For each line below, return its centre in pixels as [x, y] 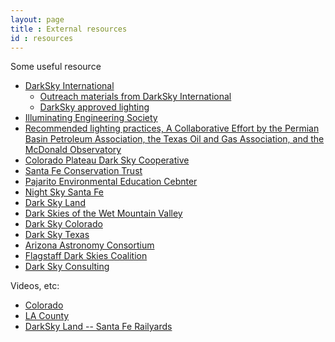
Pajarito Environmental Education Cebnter [111, 182]
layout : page [37, 19]
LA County [47, 316]
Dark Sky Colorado [63, 224]
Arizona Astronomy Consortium [89, 245]
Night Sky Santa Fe [64, 192]
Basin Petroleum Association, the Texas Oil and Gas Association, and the [174, 139]
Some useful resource [56, 67]
